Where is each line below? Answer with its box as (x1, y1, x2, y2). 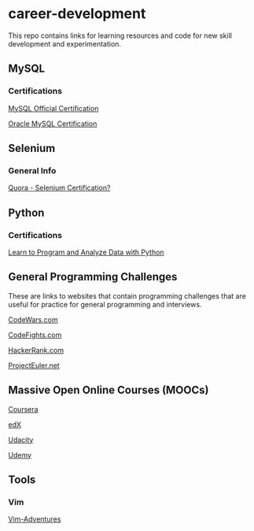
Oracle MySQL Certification (8, 119, 98, 128)
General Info (8, 165, 57, 176)
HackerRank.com (8, 345, 64, 355)
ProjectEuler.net (8, 360, 61, 370)
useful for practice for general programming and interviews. (8, 299, 202, 309)
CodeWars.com (8, 314, 58, 324)
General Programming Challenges (8, 270, 178, 284)
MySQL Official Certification (8, 103, 99, 113)
